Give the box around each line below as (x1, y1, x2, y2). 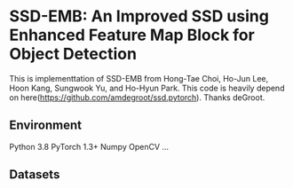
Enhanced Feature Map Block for (9, 25, 255, 45)
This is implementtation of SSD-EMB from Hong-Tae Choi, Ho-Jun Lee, (9, 73, 269, 83)
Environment (9, 118, 83, 133)
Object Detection (9, 44, 138, 64)
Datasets (9, 167, 60, 183)
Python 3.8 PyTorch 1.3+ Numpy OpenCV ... (9, 141, 170, 152)
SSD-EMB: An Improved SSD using (9, 6, 269, 27)
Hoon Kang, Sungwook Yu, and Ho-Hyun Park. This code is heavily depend (9, 82, 285, 93)
